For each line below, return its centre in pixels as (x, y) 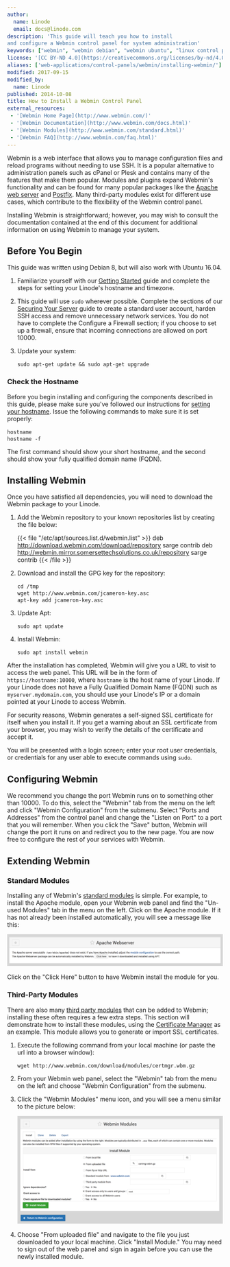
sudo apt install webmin (52, 653)
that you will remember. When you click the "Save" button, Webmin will (107, 825)
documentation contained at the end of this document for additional (103, 222)
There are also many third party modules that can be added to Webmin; (108, 1010)
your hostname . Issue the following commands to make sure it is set (103, 411)
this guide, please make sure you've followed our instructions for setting (109, 404)
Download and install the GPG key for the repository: (91, 573)
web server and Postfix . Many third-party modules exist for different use (109, 194)
